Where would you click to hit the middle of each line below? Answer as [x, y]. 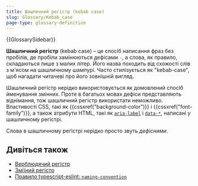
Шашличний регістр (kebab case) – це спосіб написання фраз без [90, 51]
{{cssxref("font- [173, 107]
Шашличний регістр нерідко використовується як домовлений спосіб [95, 88]
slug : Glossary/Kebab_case [39, 17]
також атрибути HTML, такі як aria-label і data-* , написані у [114, 113]
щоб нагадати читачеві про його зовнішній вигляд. [70, 76]
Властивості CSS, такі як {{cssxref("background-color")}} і [79, 107]
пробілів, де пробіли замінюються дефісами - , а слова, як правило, [92, 58]
